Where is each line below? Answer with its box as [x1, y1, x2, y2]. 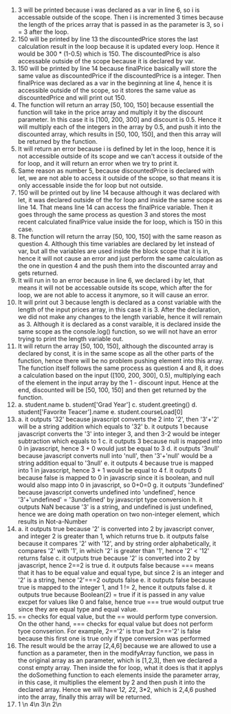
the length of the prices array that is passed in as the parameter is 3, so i [17, 21, 224, 28]
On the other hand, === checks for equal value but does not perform [17, 620, 213, 628]
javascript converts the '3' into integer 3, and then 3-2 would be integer [17, 430, 221, 437]
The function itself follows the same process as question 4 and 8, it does [17, 364, 224, 372]
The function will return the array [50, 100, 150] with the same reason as [17, 232, 222, 240]
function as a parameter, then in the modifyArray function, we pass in [17, 649, 214, 657]
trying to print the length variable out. [17, 335, 124, 343]
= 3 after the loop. [17, 28, 69, 36]
